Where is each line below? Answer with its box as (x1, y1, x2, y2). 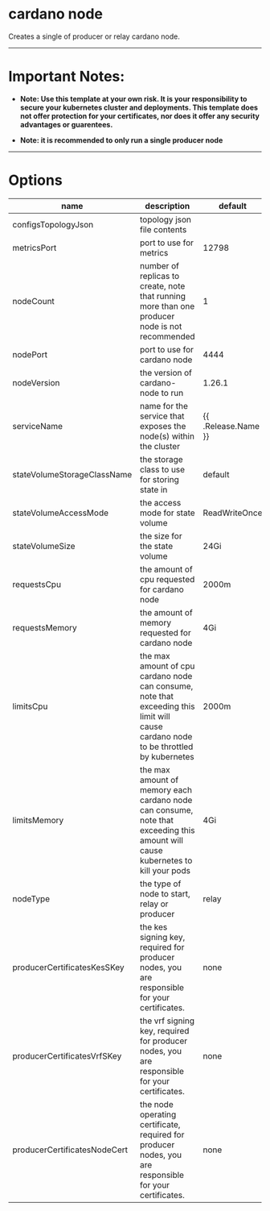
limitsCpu (12, 701, 48, 712)
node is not (139, 320, 182, 331)
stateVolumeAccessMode (12, 507, 109, 518)
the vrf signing (139, 1015, 195, 1026)
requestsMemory (12, 622, 78, 633)
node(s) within (139, 431, 195, 442)
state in (139, 484, 168, 495)
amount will (139, 834, 183, 846)
